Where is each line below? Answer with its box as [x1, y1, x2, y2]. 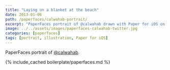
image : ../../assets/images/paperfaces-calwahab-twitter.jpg [5, 26, 138, 31]
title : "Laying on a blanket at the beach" [5, 7, 99, 13]
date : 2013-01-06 [5, 12, 42, 17]
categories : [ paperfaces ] [5, 31, 60, 36]
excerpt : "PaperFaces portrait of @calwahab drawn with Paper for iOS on [5, 21, 165, 27]
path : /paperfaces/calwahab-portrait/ [5, 17, 88, 22]
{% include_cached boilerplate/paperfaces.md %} [5, 59, 110, 65]
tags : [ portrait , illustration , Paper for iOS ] [5, 36, 108, 41]
